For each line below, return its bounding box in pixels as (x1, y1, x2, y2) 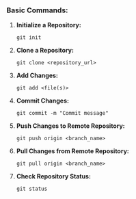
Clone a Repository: (16, 47, 74, 55)
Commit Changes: (16, 96, 70, 105)
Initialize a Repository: (16, 21, 81, 29)
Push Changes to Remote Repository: (16, 122, 125, 130)
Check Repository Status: (16, 172, 92, 181)
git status (16, 185, 48, 193)
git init (16, 34, 42, 41)
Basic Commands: (6, 5, 69, 15)
